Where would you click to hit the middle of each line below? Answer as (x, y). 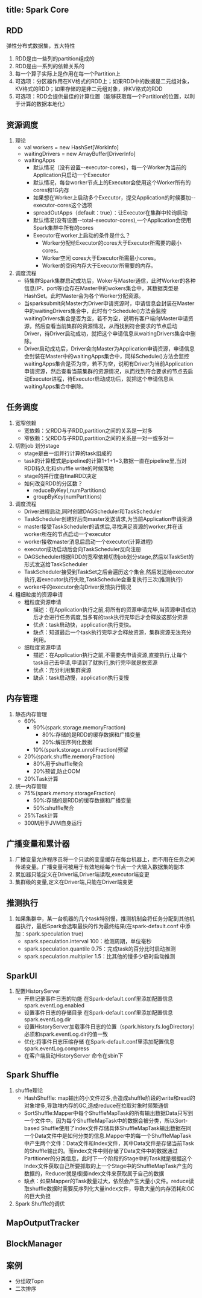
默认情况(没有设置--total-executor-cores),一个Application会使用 (112, 221)
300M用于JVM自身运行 (53, 823)
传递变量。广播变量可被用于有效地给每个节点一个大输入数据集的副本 (99, 867)
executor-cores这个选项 (62, 205)
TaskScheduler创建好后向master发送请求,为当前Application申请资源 (108, 518)
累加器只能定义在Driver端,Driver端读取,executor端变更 (82, 874)
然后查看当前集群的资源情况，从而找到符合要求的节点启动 (106, 326)
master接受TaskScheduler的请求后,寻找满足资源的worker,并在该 (103, 526)
